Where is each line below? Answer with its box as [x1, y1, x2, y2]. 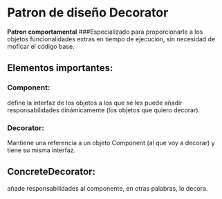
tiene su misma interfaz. [7, 146, 76, 154]
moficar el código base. [7, 42, 75, 50]
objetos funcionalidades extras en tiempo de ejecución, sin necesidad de [7, 34, 216, 43]
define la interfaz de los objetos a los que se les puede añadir [7, 98, 183, 107]
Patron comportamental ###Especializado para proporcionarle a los [7, 28, 203, 36]
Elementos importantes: [7, 62, 113, 74]
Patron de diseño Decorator [7, 5, 169, 21]
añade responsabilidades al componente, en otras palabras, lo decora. [7, 184, 208, 192]
